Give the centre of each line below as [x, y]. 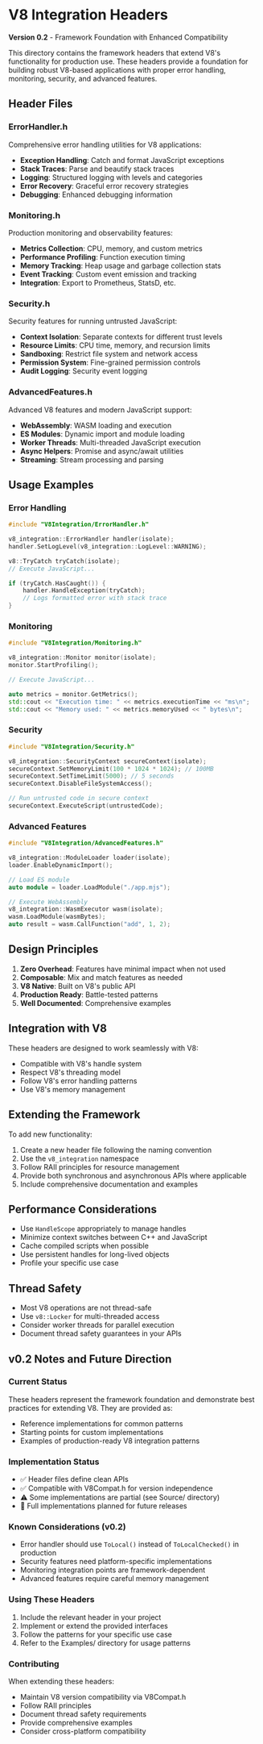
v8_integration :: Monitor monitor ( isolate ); [82, 658]
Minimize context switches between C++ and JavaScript [113, 1237]
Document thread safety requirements [83, 1714]
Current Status [38, 1382]
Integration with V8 [58, 1029]
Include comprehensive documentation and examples [109, 1184]
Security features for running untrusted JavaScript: [93, 321]
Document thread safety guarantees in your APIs [101, 1333]
